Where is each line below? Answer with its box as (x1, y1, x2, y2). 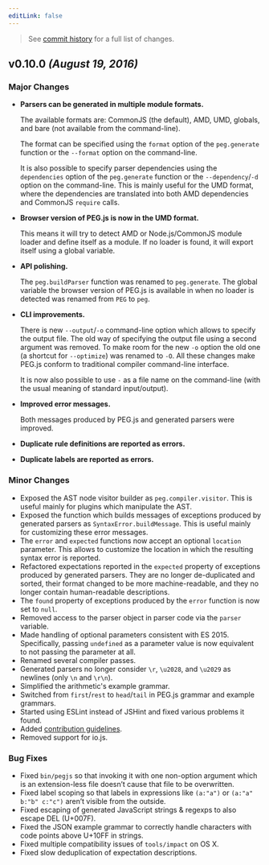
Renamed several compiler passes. (19, 655, 137, 665)
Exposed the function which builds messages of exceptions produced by (19, 510, 262, 520)
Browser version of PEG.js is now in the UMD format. (19, 213, 199, 223)
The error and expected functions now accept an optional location (19, 536, 242, 546)
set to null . (19, 604, 58, 614)
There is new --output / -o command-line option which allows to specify (19, 325, 256, 335)
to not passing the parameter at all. (19, 647, 137, 657)
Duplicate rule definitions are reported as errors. (19, 439, 185, 449)
